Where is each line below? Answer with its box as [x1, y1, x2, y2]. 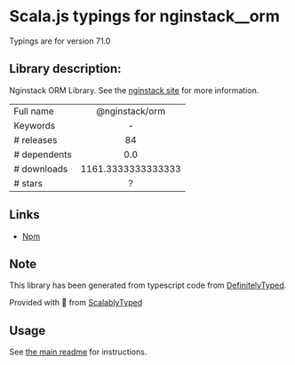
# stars [13, 177, 43, 189]
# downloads [13, 163, 68, 175]
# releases [13, 133, 58, 146]
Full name [13, 105, 55, 117]
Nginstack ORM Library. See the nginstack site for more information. [9, 84, 259, 95]
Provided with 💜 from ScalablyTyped [9, 298, 143, 308]
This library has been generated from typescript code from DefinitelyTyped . [9, 280, 287, 290]
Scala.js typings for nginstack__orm [9, 6, 280, 27]
